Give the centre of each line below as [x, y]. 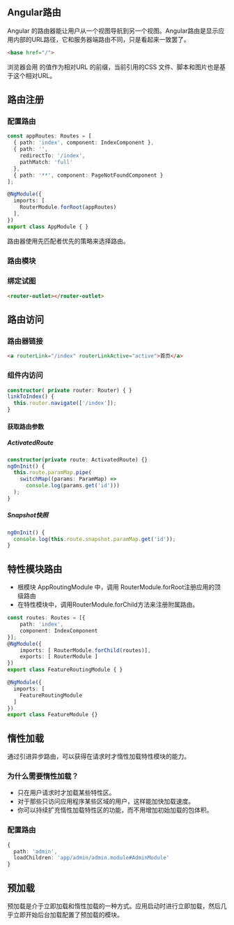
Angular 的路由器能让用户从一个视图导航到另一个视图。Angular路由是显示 [113, 31]
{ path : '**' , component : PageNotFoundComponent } [88, 175]
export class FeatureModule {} [53, 715]
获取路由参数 [25, 426]
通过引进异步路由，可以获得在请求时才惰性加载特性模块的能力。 [99, 757]
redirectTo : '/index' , [53, 156]
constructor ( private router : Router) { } [70, 390]
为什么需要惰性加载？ [43, 776]
